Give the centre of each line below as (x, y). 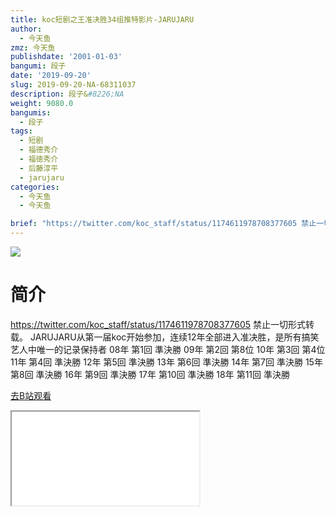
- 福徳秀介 (39, 159)
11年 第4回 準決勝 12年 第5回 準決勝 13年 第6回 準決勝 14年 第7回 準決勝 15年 (166, 362)
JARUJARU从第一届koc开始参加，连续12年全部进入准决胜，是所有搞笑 (174, 337)
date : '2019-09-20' (51, 76)
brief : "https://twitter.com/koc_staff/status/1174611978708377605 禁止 (163, 224)
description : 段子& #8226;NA (67, 94)
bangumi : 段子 (38, 66)
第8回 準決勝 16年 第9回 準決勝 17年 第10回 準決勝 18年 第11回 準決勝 (150, 374)
